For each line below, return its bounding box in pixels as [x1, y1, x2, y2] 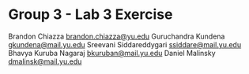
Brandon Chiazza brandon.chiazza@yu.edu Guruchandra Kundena [8, 31, 225, 41]
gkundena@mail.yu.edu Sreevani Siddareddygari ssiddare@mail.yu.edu [8, 39, 242, 49]
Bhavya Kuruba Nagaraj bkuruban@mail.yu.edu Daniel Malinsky [8, 48, 216, 57]
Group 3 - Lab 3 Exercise [8, 6, 173, 24]
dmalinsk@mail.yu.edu [8, 57, 82, 66]
